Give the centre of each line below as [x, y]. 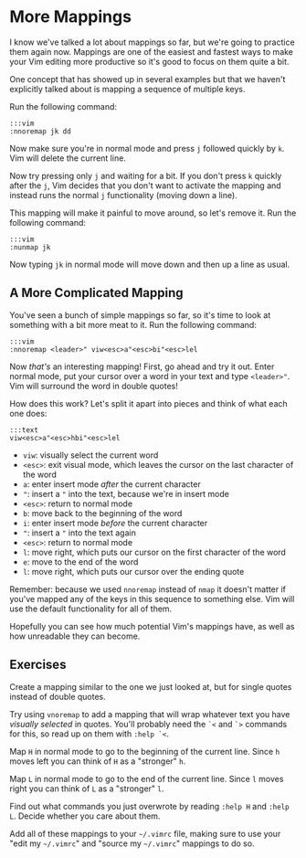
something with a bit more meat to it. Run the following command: [133, 324]
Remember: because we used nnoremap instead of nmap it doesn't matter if [148, 589]
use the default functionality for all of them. [91, 609]
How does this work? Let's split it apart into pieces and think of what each [148, 403]
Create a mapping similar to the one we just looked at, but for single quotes [151, 686]
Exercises [38, 665]
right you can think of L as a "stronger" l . [87, 789]
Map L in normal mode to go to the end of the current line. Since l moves [147, 779]
